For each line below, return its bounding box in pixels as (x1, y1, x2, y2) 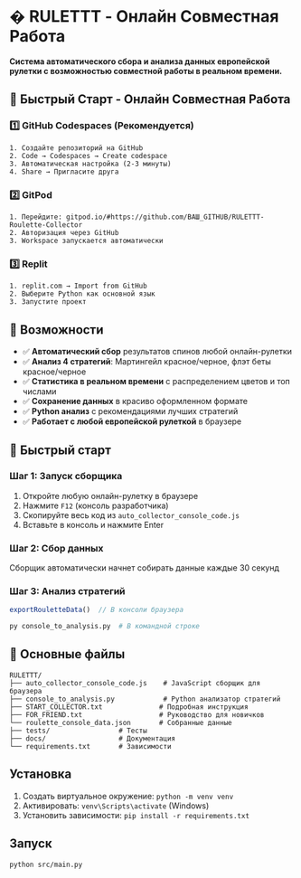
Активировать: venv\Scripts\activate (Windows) (22, 800, 210, 811)
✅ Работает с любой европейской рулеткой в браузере (22, 416, 242, 427)
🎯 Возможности (9, 322, 104, 337)
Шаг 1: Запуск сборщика (9, 470, 123, 483)
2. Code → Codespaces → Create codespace (9, 151, 168, 160)
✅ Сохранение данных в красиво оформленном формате (22, 396, 249, 407)
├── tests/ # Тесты (9, 726, 147, 735)
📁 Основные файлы (9, 647, 126, 662)
